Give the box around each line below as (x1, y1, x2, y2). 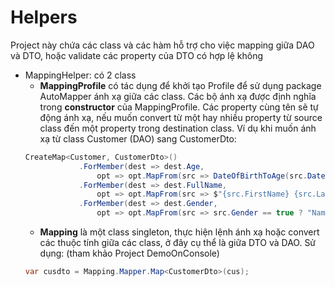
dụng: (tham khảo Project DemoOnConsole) (39, 247, 220, 260)
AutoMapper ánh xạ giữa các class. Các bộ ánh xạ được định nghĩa (39, 90, 317, 102)
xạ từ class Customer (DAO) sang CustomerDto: (39, 132, 237, 145)
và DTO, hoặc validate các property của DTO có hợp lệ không (10, 49, 264, 61)
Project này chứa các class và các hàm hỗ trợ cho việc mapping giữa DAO (10, 39, 315, 51)
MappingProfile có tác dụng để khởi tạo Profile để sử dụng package (39, 79, 322, 91)
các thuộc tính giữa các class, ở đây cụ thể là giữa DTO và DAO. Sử (39, 237, 317, 249)
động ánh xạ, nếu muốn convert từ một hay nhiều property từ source (39, 111, 323, 123)
